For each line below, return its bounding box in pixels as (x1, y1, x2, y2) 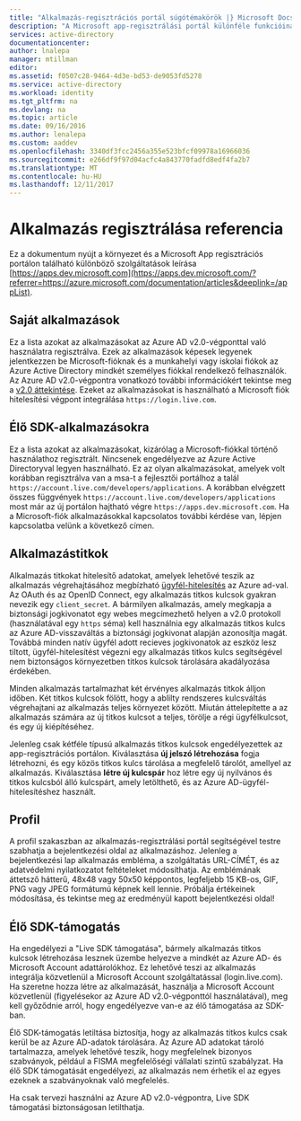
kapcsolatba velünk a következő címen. (9, 520, 155, 531)
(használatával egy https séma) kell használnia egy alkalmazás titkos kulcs (9, 617, 286, 629)
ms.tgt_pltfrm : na (9, 96, 78, 106)
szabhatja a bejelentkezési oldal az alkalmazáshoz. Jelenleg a (9, 845, 237, 856)
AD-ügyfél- (228, 776, 271, 787)
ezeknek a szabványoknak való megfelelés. (9, 1075, 170, 1086)
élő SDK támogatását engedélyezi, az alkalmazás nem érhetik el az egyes (9, 1065, 281, 1076)
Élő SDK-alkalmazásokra (9, 419, 150, 436)
